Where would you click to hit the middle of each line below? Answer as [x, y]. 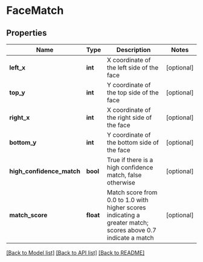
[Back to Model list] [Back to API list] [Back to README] [76, 253]
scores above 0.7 [132, 230]
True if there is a [130, 160]
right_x [20, 117]
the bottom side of [133, 142]
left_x [18, 67]
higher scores [126, 208]
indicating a [123, 215]
